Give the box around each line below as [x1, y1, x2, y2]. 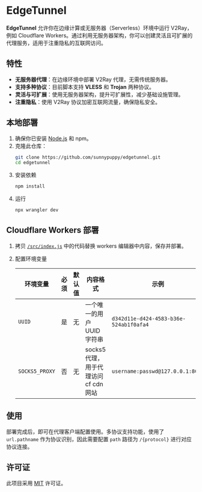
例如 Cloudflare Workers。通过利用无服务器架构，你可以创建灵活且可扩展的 [6, 31, 193, 39]
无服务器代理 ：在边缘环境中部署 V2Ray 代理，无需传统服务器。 [14, 76, 171, 83]
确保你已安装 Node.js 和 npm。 [14, 135, 92, 142]
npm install [14, 183, 45, 189]
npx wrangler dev [14, 207, 59, 214]
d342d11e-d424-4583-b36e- [111, 315, 186, 322]
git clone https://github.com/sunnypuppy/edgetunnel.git [14, 154, 161, 160]
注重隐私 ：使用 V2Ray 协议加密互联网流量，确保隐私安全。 [14, 98, 161, 105]
